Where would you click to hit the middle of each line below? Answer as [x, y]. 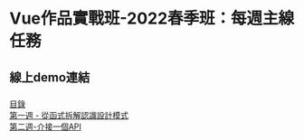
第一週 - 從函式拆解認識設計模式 [69, 115]
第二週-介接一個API [45, 126]
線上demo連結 [50, 77]
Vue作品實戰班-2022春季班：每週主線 [152, 19]
